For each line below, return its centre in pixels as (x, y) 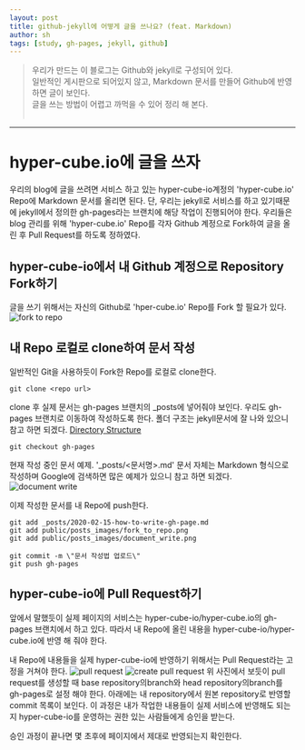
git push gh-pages (44, 564)
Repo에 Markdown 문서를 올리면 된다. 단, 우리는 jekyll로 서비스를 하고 (134, 201)
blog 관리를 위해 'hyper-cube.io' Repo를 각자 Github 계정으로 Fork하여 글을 (145, 224)
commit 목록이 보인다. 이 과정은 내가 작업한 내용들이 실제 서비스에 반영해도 (142, 705)
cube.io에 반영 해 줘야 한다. (58, 640)
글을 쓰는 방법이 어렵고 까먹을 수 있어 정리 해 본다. (120, 105)
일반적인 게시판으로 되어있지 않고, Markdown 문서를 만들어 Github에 (153, 82)
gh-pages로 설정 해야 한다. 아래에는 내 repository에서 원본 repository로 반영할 (150, 694)
